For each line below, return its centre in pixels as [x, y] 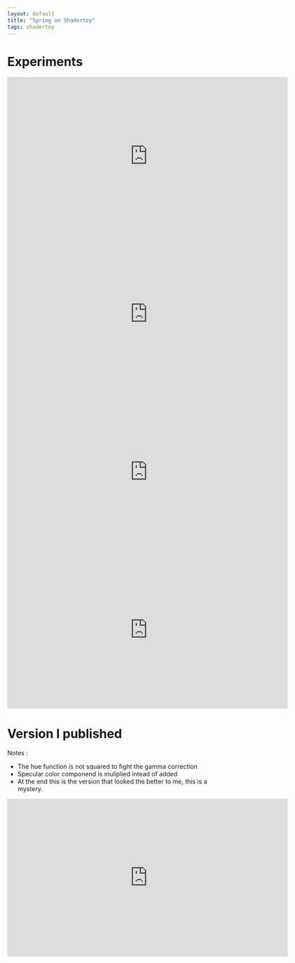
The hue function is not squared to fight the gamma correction [108, 766]
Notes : [18, 753]
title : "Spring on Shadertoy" [52, 20]
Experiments [45, 61]
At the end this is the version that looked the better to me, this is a [112, 782]
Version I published [65, 733]
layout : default [31, 14]
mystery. [30, 789]
